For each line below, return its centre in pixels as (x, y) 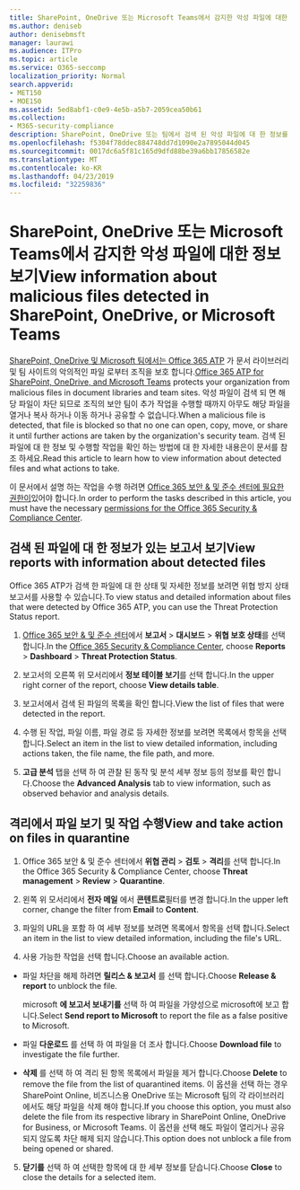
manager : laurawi (42, 43)
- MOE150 (26, 101)
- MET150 (26, 93)
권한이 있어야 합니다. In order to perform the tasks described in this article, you (150, 498)
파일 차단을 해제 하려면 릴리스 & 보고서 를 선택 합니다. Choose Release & (149, 975)
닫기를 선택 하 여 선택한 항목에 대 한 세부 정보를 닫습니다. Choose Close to (152, 1167)
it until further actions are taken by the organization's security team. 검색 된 (148, 436)
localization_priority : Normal (68, 76)
